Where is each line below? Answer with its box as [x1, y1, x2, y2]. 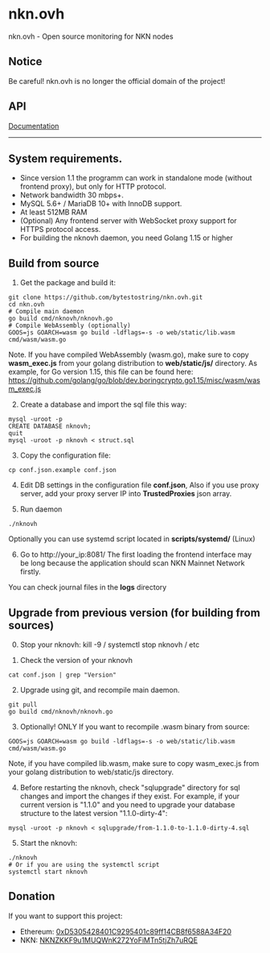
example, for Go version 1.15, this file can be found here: [8, 367, 194, 377]
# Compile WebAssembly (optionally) [8, 321, 131, 330]
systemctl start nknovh [8, 868, 88, 876]
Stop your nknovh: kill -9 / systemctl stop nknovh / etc [19, 640, 200, 649]
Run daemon [19, 504, 63, 514]
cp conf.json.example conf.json [8, 466, 117, 474]
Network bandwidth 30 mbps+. [19, 190, 125, 200]
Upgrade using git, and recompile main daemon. [19, 686, 180, 694]
